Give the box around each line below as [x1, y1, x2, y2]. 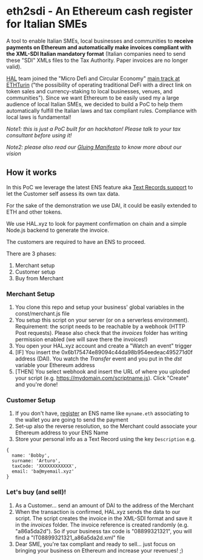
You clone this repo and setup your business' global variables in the [15, 303, 185, 311]
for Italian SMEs [6, 17, 88, 31]
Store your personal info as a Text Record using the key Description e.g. [15, 436, 196, 443]
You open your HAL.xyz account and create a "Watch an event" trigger [15, 342, 192, 349]
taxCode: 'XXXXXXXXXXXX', [12, 463, 78, 470]
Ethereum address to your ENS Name [15, 429, 108, 436]
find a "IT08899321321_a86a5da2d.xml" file [15, 534, 125, 541]
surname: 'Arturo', [12, 458, 61, 464]
